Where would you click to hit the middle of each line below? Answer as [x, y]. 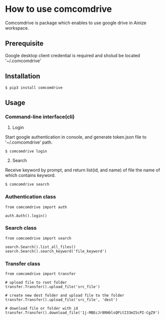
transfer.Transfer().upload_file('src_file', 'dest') [62, 300]
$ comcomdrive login [26, 152]
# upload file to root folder [36, 282]
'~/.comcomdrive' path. [29, 142]
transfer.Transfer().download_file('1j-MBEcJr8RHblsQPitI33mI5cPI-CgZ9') [82, 313]
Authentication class [31, 197]
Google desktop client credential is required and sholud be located [73, 55]
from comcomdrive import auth [36, 207]
